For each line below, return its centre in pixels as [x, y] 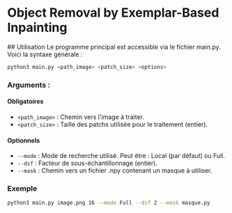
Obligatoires [25, 102]
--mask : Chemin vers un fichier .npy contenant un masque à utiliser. [115, 171]
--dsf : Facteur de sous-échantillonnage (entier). [87, 163]
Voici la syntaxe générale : [45, 54]
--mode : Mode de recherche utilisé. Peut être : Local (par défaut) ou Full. [121, 156]
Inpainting [37, 27]
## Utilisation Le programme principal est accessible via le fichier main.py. [114, 47]
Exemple [22, 189]
